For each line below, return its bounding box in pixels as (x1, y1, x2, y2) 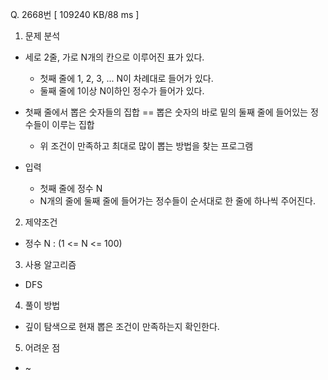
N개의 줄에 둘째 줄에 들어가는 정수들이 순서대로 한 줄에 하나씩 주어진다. (39, 195, 316, 207)
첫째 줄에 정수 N (39, 183, 103, 194)
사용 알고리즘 (24, 259, 77, 270)
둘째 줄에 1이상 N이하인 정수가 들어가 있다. (39, 85, 205, 97)
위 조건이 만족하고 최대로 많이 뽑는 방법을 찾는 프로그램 (39, 140, 254, 152)
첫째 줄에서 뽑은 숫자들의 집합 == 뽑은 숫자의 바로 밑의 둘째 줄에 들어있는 (24, 106, 308, 118)
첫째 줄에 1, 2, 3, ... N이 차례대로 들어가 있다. (39, 73, 214, 84)
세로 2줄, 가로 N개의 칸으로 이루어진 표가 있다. (24, 51, 205, 63)
